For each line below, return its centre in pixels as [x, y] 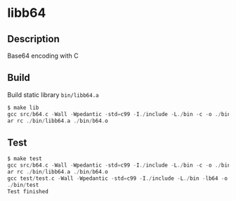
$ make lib [23, 108]
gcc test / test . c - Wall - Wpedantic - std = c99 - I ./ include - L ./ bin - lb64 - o [118, 178]
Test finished [28, 191]
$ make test [25, 159]
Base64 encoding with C [43, 56]
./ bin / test [23, 185]
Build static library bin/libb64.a [53, 95]
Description [33, 39]
